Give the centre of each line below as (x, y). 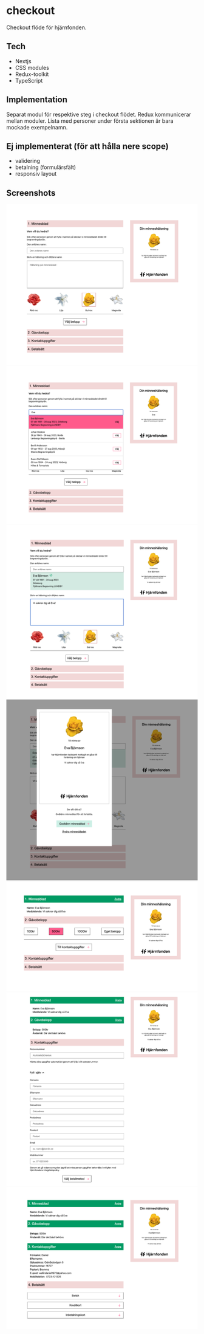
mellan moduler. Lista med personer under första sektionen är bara (90, 121)
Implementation (37, 100)
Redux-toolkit (32, 74)
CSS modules (32, 67)
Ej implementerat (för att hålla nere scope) (87, 146)
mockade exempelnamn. (37, 127)
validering (28, 161)
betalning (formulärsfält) (46, 167)
